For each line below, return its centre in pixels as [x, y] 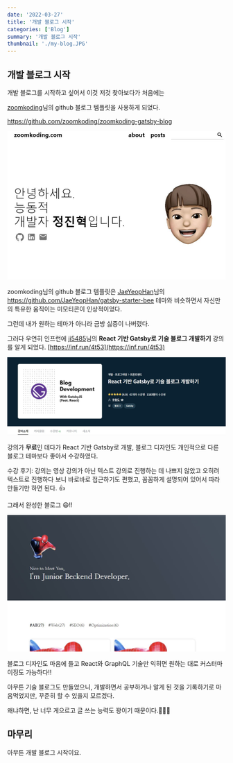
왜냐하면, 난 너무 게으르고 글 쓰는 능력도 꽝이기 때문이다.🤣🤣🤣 [89, 710]
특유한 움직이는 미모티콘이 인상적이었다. [68, 309]
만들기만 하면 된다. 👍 [36, 488]
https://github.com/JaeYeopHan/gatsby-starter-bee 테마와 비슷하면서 [105, 300]
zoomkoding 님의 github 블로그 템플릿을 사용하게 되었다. [84, 107]
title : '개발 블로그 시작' [41, 22]
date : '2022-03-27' [35, 15]
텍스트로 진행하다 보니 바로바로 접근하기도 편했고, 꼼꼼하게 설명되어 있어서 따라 [114, 479]
